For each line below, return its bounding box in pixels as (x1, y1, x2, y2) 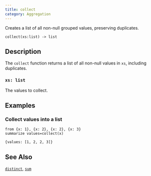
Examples (5, 101, 35, 110)
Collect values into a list (5, 116, 62, 123)
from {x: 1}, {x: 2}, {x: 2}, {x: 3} (5, 127, 81, 132)
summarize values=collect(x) (5, 131, 64, 136)
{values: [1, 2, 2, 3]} (5, 140, 53, 144)
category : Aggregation (5, 12, 51, 16)
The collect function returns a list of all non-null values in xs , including (5, 60, 147, 66)
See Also (5, 153, 32, 161)
